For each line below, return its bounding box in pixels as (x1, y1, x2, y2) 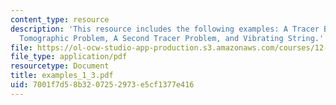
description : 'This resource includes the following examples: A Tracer (10, 24, 320, 34)
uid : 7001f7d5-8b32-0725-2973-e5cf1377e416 (10, 80, 195, 90)
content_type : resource (10, 14, 110, 25)
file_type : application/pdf (10, 52, 128, 62)
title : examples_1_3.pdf (10, 71, 114, 81)
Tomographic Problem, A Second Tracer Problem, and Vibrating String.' (19, 33, 325, 43)
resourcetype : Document (10, 61, 110, 71)
